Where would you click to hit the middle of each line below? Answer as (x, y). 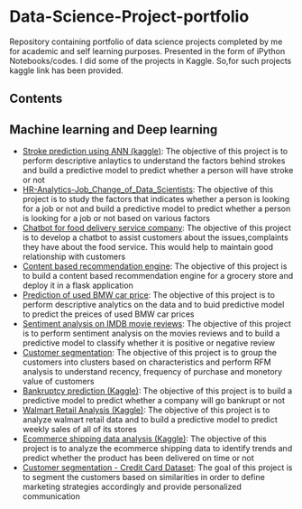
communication (51, 496)
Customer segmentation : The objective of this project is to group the (150, 353)
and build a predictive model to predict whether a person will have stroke (158, 171)
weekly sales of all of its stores (79, 430)
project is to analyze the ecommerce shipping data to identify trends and (157, 449)
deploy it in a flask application (78, 285)
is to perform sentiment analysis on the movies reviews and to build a (151, 333)
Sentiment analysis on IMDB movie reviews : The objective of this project (156, 324)
